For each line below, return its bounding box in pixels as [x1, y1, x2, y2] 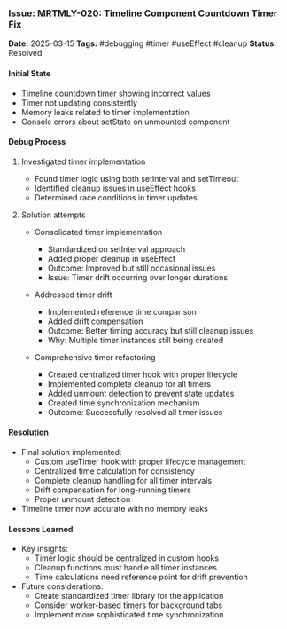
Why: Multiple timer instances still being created [47, 334, 223, 345]
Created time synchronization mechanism [47, 397, 200, 408]
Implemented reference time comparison [47, 306, 197, 317]
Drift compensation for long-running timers [34, 484, 191, 495]
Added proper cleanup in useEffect [47, 253, 176, 263]
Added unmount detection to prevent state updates [47, 388, 235, 398]
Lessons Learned [8, 523, 74, 534]
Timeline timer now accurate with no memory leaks [20, 503, 209, 514]
